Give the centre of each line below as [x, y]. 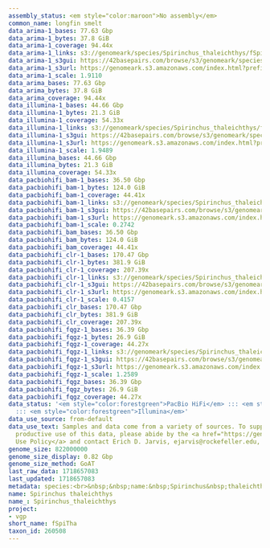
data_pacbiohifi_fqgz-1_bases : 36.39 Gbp [79, 329]
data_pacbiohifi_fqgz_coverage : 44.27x [75, 397]
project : [23, 509]
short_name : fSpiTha [43, 524]
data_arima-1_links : [43, 53]
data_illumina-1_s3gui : [48, 135]
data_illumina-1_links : [48, 128]
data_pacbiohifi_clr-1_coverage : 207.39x [79, 270]
